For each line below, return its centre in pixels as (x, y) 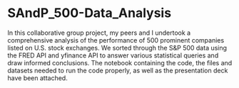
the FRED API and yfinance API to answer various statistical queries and (113, 55)
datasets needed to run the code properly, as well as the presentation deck (118, 70)
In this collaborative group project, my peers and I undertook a (99, 33)
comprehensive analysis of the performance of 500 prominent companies (116, 40)
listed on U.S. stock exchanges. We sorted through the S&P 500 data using (117, 48)
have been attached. (37, 78)
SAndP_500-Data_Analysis (90, 13)
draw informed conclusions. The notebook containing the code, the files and (120, 62)
